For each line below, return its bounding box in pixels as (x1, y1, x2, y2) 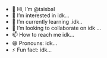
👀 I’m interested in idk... (11, 12, 70, 19)
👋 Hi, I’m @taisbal (11, 6, 55, 12)
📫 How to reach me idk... (11, 31, 75, 38)
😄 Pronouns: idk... (11, 40, 58, 47)
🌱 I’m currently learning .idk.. (11, 18, 83, 25)
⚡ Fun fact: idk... (11, 46, 52, 53)
